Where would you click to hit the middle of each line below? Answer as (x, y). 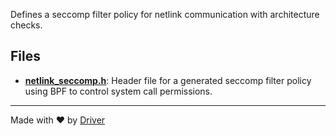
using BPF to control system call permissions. (118, 91)
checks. (26, 25)
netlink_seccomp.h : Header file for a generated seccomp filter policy (168, 80)
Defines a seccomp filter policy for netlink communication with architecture (165, 14)
